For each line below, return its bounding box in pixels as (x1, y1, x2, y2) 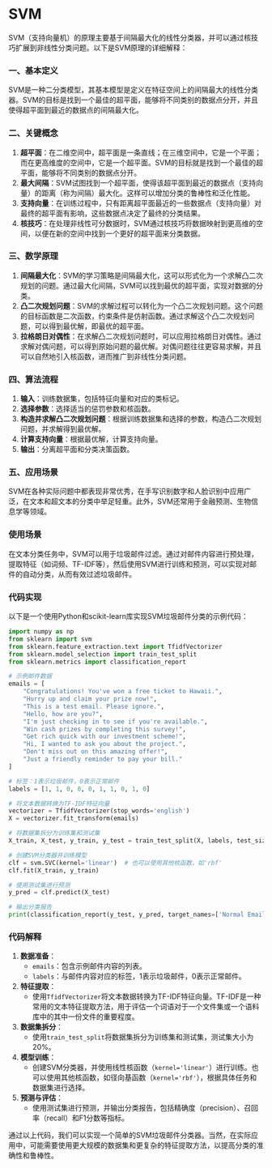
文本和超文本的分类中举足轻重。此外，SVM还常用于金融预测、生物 (29, 497, 252, 506)
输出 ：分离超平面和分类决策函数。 (19, 445, 134, 454)
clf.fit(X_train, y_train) (8, 866, 100, 875)
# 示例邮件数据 (8, 672, 53, 680)
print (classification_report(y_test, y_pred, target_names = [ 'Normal (8, 910, 244, 919)
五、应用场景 (8, 467, 59, 478)
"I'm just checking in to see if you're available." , (23, 718, 208, 726)
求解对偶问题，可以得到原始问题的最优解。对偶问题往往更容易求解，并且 (19, 341, 261, 351)
